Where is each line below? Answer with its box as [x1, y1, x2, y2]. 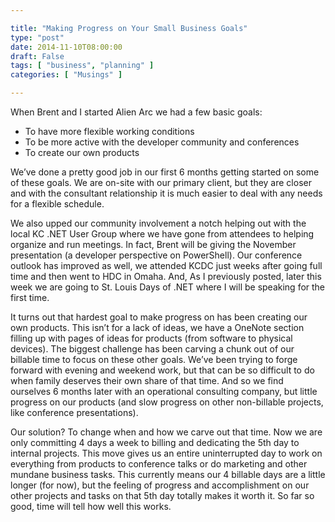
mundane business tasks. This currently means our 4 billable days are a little [10, 469, 326, 480]
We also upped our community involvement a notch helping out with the [10, 217, 307, 229]
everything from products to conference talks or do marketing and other [10, 458, 308, 470]
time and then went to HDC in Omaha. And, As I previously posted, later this [10, 271, 322, 282]
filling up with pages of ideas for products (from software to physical [10, 332, 293, 344]
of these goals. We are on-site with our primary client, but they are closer [10, 177, 312, 188]
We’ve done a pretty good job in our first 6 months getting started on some [10, 166, 320, 178]
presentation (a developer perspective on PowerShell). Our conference [10, 249, 303, 261]
